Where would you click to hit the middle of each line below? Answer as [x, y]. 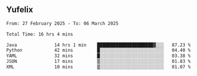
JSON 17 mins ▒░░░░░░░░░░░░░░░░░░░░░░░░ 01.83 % [98, 62]
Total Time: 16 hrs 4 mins [40, 34]
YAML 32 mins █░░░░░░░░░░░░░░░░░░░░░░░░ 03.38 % [98, 56]
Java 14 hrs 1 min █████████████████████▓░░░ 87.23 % [98, 45]
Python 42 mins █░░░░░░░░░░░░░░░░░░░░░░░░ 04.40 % [98, 50]
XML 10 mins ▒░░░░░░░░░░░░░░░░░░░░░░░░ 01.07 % [98, 67]
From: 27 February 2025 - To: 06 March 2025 [62, 23]
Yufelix [20, 10]
